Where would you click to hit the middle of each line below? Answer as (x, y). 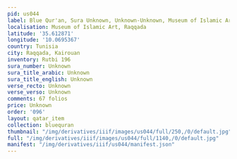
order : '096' (26, 112)
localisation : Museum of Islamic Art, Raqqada (77, 27)
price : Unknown (30, 106)
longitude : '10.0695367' (44, 40)
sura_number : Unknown (39, 66)
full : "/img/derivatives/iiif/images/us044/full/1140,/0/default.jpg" (113, 138)
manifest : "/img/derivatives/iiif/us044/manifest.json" (91, 145)
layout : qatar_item (36, 118)
